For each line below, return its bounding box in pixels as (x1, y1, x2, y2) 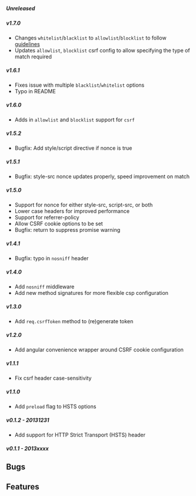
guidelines (14, 41, 40, 48)
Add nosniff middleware (14, 283, 75, 290)
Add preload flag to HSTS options (14, 403, 97, 410)
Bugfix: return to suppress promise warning (14, 226, 121, 234)
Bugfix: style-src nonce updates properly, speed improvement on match (14, 173, 190, 180)
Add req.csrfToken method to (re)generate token (14, 318, 134, 325)
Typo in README (14, 88, 56, 95)
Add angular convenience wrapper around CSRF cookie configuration (14, 346, 184, 353)
